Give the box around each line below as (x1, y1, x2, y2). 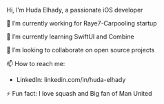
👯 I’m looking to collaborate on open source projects (6, 46, 155, 54)
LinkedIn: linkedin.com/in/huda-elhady (16, 76, 126, 83)
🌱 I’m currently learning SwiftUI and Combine (6, 32, 135, 41)
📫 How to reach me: (6, 60, 65, 67)
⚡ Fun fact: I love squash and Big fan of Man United (6, 90, 152, 97)
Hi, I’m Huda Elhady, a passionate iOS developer (6, 6, 143, 14)
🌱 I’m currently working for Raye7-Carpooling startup (6, 19, 157, 27)
